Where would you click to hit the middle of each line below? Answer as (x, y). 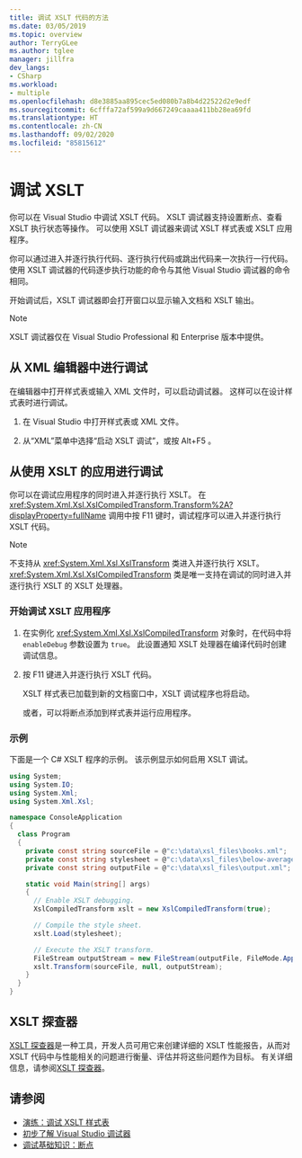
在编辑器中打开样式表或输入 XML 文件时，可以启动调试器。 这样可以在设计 (147, 391)
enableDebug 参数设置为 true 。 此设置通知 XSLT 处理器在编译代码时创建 (154, 644)
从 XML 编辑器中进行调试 (79, 368)
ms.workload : (34, 85)
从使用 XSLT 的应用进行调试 (86, 472)
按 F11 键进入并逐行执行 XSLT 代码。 (89, 674)
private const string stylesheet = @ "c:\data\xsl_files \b (136, 860)
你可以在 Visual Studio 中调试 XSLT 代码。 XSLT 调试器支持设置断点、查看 (146, 217)
